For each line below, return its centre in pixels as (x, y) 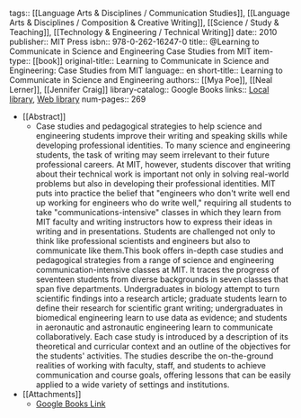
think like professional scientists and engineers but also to (143, 241)
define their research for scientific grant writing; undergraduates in (159, 308)
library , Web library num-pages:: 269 (78, 99)
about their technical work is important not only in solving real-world (162, 174)
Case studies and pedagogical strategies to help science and (149, 126)
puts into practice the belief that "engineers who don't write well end (163, 193)
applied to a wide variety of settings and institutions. (133, 385)
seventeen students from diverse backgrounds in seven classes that (162, 279)
